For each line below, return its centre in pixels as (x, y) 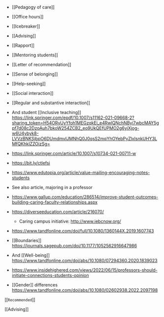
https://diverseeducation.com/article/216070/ (58, 212)
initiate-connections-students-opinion (50, 275)
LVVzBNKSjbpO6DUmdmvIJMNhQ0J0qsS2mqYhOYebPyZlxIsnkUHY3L (84, 139)
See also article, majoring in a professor (52, 187)
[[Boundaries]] (27, 240)
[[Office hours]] (28, 17)
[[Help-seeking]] (29, 84)
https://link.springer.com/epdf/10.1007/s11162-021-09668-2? (73, 118)
